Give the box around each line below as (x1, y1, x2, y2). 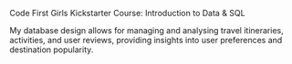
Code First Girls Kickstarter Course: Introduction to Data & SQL (9, 8, 245, 18)
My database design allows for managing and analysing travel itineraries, (9, 25, 285, 35)
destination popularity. (9, 44, 94, 55)
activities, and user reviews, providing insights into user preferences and (9, 35, 283, 45)
